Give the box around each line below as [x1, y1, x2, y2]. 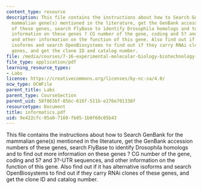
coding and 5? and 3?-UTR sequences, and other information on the [6, 157, 176, 164]
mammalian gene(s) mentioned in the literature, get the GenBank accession [6, 137, 194, 145]
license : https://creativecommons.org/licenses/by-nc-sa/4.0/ [6, 76, 165, 82]
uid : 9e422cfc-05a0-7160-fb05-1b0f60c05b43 [6, 115, 117, 121]
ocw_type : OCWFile [6, 82, 52, 88]
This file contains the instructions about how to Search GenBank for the [6, 131, 183, 139]
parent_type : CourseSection [6, 92, 77, 98]
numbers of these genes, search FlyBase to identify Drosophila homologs [6, 144, 188, 151]
